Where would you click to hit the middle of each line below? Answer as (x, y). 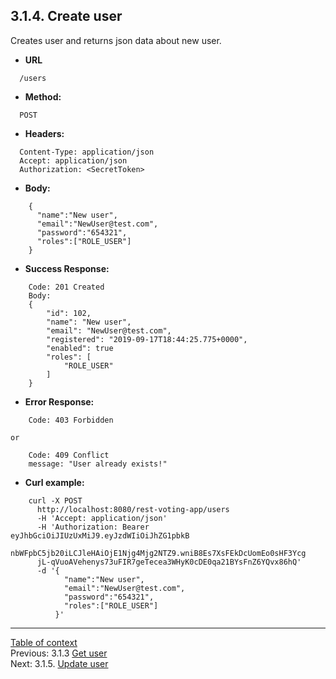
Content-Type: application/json (87, 152)
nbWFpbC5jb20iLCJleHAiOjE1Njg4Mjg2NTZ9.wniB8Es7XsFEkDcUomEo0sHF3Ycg (158, 553)
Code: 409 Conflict (69, 455)
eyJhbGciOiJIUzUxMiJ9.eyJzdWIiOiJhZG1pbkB (100, 535)
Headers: (44, 133)
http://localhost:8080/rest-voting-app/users (133, 509)
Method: (43, 96)
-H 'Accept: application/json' (102, 518)
